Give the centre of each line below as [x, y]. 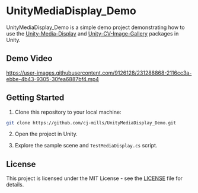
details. [15, 185]
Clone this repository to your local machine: [68, 112]
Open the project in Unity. [46, 134]
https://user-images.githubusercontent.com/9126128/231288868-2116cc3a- [99, 73]
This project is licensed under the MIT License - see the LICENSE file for [94, 178]
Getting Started [35, 98]
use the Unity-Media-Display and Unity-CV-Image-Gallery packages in [92, 33]
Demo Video [29, 58]
